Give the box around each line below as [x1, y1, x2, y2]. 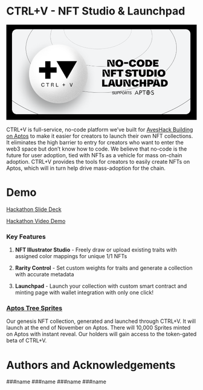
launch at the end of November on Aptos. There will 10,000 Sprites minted [6, 324, 191, 331]
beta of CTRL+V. [6, 337, 47, 344]
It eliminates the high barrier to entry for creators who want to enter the [6, 138, 184, 146]
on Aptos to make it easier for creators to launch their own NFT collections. [6, 132, 193, 140]
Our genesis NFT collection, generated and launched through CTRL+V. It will [6, 317, 196, 325]
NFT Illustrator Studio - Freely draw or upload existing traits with [14, 246, 177, 253]
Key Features [6, 232, 47, 241]
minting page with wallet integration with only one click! [14, 289, 154, 296]
